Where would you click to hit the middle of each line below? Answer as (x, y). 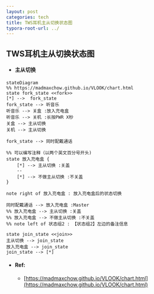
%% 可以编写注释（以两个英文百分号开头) (49, 153)
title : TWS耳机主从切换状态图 (39, 23)
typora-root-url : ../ (33, 28)
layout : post (22, 12)
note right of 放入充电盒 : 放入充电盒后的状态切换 (64, 193)
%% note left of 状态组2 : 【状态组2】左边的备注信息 (67, 224)
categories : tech (28, 17)
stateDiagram (22, 83)
